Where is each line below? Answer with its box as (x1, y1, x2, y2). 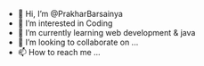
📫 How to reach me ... (17, 47, 101, 57)
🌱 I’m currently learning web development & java (17, 28, 196, 37)
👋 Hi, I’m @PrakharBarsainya (17, 9, 123, 19)
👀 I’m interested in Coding (17, 18, 113, 29)
